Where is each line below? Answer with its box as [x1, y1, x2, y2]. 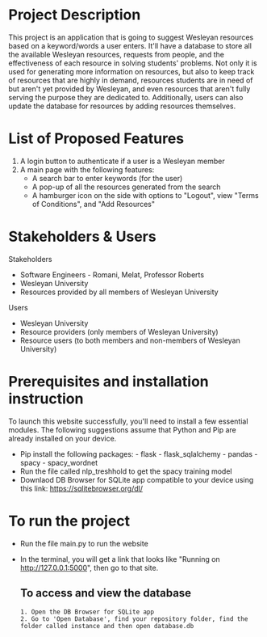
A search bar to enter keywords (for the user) [31, 173, 183, 183]
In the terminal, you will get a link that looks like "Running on [19, 554, 220, 563]
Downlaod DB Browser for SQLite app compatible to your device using [19, 475, 254, 484]
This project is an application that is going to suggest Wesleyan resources [8, 32, 254, 42]
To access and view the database [19, 586, 192, 600]
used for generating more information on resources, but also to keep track [8, 66, 255, 76]
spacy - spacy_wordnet [19, 458, 98, 467]
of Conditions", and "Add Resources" [31, 199, 156, 209]
